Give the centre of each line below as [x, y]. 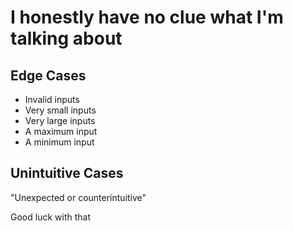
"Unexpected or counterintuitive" [78, 197]
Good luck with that [50, 217]
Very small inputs [60, 110]
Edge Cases [48, 75]
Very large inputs [60, 120]
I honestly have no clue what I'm [147, 17]
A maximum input [61, 131]
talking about [66, 38]
